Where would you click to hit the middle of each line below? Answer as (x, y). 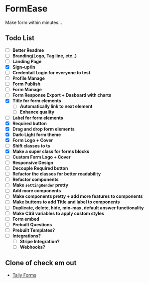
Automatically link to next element (56, 106)
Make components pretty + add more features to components (77, 196)
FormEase (26, 9)
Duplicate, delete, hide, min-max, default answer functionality (78, 208)
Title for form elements (37, 101)
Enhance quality (37, 112)
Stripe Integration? (40, 241)
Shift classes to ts (31, 145)
